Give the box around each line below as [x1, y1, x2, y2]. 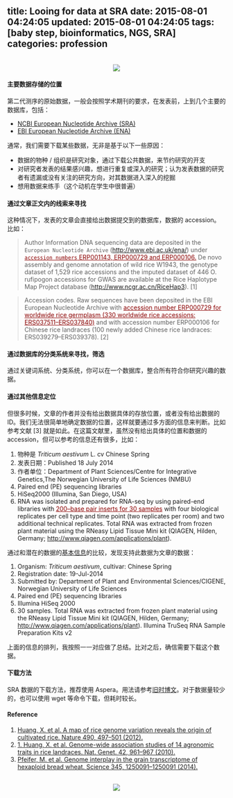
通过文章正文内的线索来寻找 [7, 199, 87, 207]
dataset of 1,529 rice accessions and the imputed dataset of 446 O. [24, 268, 217, 276]
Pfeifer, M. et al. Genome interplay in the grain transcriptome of [17, 756, 198, 764]
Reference [7, 711, 38, 719]
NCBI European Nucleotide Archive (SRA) [17, 119, 136, 128]
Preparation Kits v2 [17, 628, 73, 637]
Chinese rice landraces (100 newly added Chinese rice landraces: [24, 325, 212, 334]
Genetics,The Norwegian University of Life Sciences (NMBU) [17, 475, 192, 483]
